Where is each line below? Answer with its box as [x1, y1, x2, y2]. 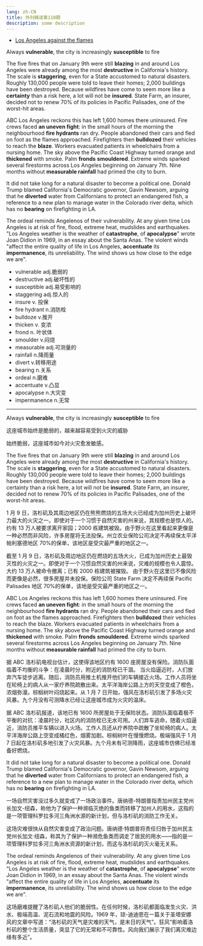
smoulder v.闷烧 [14, 336, 56, 343]
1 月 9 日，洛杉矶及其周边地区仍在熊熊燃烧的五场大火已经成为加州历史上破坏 [6, 509, 196, 517]
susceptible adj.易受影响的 [14, 283, 82, 291]
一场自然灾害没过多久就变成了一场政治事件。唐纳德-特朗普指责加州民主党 [6, 797, 189, 805]
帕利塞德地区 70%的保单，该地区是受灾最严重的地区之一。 [6, 539, 152, 547]
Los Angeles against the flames [14, 37, 94, 44]
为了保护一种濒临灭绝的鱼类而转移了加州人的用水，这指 [51, 805, 189, 812]
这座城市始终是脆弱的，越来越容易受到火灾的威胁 [6, 427, 128, 434]
